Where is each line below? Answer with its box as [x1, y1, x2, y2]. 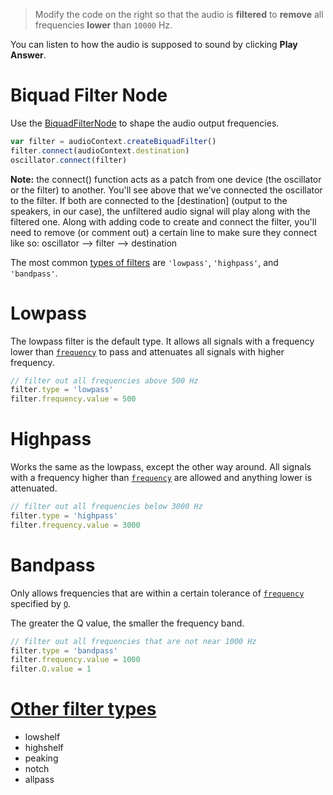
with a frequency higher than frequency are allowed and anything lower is [10, 472, 313, 484]
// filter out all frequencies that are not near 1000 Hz [10, 636, 257, 646]
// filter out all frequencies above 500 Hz [10, 375, 199, 386]
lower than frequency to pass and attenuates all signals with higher [10, 345, 285, 358]
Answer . [10, 49, 47, 61]
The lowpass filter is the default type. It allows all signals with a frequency [10, 335, 315, 347]
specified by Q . [10, 597, 72, 609]
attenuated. [10, 482, 58, 494]
